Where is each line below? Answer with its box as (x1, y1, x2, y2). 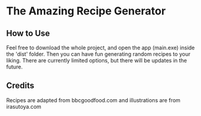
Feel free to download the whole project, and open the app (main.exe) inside (6, 44, 195, 51)
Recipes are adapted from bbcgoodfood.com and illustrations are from (6, 96, 181, 103)
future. (6, 63, 23, 70)
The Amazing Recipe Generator (6, 4, 166, 18)
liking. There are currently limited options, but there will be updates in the (6, 57, 187, 64)
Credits (6, 81, 35, 91)
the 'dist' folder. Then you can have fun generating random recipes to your (6, 50, 191, 58)
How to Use (6, 28, 50, 38)
